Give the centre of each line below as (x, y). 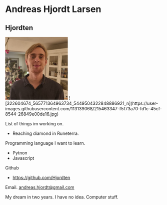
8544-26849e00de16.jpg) (32, 114)
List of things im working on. (34, 124)
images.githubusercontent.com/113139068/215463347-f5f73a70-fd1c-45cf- (84, 109)
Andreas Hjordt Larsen (53, 9)
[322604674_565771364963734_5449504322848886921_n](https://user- (82, 103)
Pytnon (20, 153)
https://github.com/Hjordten (41, 177)
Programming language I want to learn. (45, 143)
